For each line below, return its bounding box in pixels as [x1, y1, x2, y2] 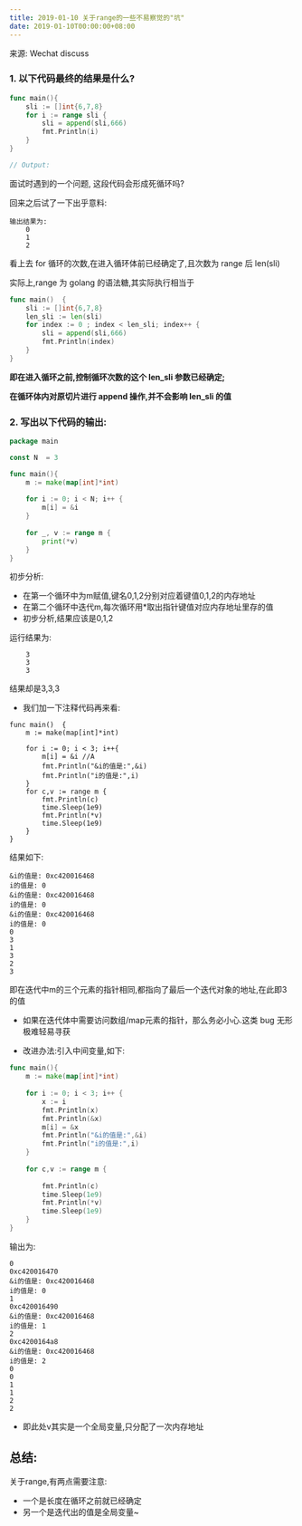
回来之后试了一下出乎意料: [9, 197, 108, 208]
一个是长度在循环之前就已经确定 [22, 1495, 142, 1506]
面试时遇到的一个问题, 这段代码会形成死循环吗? [9, 178, 185, 188]
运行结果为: [9, 632, 52, 643]
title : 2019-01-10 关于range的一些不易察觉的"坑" [9, 13, 185, 23]
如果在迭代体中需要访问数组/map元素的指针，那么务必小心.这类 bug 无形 [22, 1015, 293, 1026]
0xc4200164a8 [9, 1337, 59, 1346]
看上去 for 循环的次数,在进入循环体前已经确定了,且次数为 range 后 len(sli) [9, 257, 280, 268]
